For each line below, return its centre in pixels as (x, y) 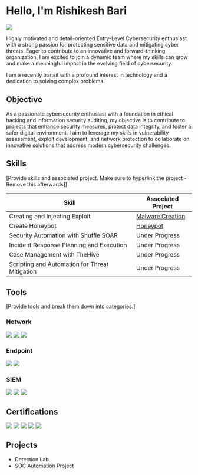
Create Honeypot (33, 225)
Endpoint (19, 350)
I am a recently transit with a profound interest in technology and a (87, 74)
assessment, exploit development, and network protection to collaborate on (98, 139)
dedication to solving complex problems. (55, 81)
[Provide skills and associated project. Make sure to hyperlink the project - (96, 178)
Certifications (32, 412)
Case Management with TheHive (54, 254)
